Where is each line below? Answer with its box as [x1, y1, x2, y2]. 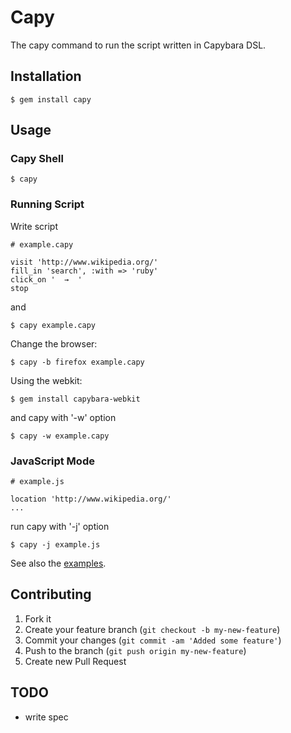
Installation [10, 68, 82, 85]
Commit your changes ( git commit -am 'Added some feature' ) [24, 634, 282, 646]
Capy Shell [10, 152, 64, 166]
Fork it [24, 612, 52, 625]
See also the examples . [10, 557, 107, 570]
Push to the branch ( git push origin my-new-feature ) [24, 644, 247, 656]
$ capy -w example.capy [10, 431, 110, 441]
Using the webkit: [10, 374, 83, 386]
